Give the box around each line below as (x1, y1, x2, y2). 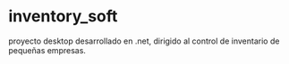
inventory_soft (8, 6, 118, 27)
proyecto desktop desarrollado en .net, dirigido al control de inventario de (8, 36, 280, 46)
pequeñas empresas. (8, 44, 87, 55)
